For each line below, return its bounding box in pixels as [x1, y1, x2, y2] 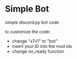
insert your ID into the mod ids [12, 43, 72, 49]
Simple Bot [5, 3, 49, 15]
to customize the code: [5, 29, 51, 34]
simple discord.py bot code [5, 19, 59, 25]
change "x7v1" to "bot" [12, 38, 58, 44]
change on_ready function [12, 48, 64, 54]
